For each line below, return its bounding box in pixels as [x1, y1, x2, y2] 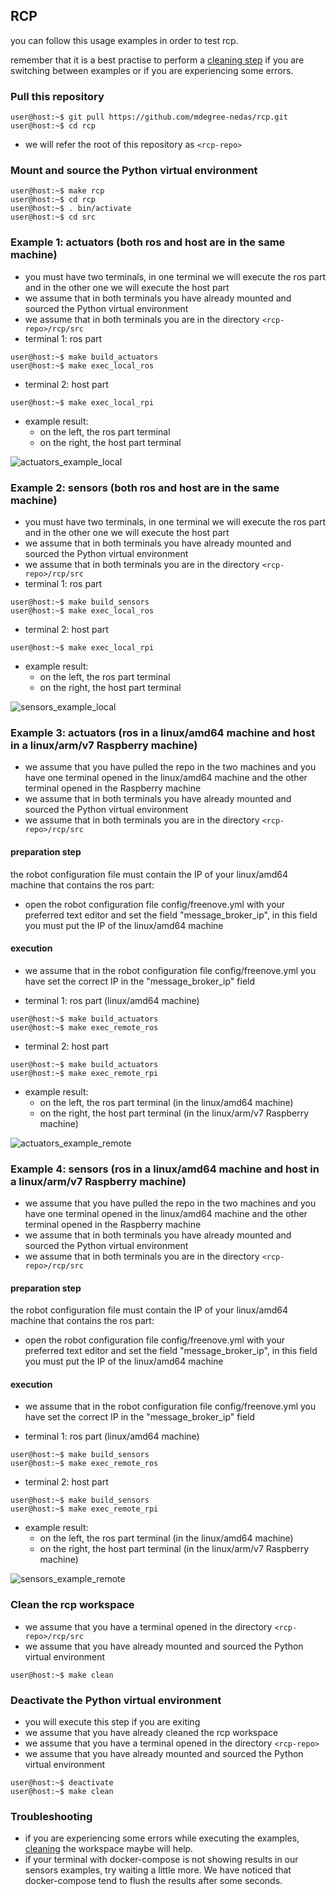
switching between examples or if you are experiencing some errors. [10, 64, 294, 76]
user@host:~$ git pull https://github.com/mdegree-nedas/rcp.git [10, 112, 288, 123]
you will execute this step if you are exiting [24, 1716, 201, 1728]
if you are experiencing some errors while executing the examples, [24, 1832, 300, 1844]
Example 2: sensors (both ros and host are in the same [10, 480, 280, 494]
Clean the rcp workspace [10, 1598, 135, 1612]
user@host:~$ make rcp [10, 186, 105, 196]
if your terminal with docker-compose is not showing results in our [24, 1854, 299, 1866]
